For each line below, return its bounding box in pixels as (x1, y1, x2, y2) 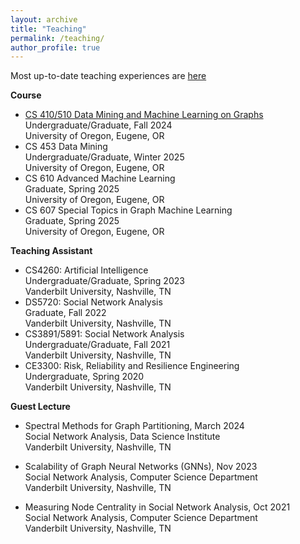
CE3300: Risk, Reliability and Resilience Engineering (24, 360, 240, 372)
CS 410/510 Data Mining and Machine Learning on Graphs (24, 109, 264, 121)
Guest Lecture (10, 401, 71, 413)
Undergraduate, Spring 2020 (24, 371, 145, 383)
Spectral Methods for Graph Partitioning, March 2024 (24, 420, 245, 432)
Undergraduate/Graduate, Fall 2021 (24, 339, 171, 351)
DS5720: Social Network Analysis (24, 296, 163, 308)
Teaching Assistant (10, 245, 93, 257)
